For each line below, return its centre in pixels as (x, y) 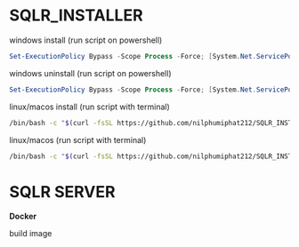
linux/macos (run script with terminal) (78, 139)
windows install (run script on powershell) (86, 40)
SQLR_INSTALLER (77, 16)
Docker (23, 216)
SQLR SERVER (62, 191)
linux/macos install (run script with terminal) (90, 107)
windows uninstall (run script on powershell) (90, 73)
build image (31, 234)
